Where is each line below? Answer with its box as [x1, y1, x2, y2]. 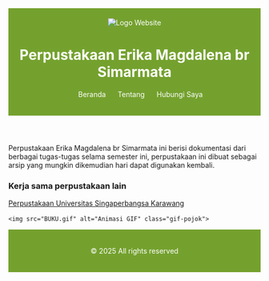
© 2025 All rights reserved [90, 246, 179, 256]
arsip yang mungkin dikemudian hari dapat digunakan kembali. [8, 160, 215, 169]
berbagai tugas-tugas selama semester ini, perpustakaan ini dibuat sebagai [8, 152, 258, 161]
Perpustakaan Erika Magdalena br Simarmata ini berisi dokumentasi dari [8, 143, 247, 153]
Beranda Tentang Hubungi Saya [78, 89, 203, 99]
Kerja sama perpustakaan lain [8, 180, 126, 191]
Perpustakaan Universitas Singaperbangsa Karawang [8, 198, 185, 208]
